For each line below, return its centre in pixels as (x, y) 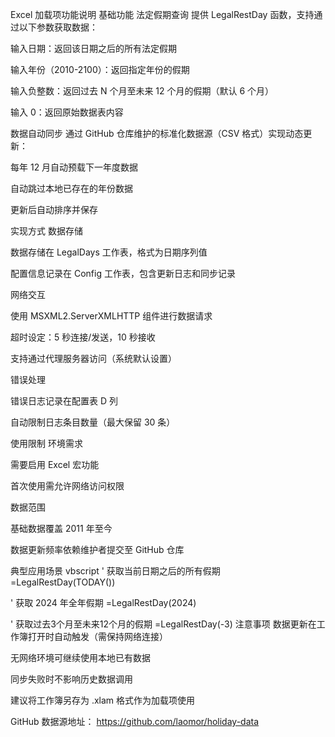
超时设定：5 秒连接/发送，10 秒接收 (83, 337)
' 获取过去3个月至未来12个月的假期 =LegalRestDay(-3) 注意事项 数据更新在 (163, 624)
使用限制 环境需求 (46, 443)
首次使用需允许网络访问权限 (67, 486)
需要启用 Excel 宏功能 (55, 464)
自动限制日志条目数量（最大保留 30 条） (93, 422)
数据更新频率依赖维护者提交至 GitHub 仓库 (97, 549)
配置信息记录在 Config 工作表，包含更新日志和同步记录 (123, 273)
